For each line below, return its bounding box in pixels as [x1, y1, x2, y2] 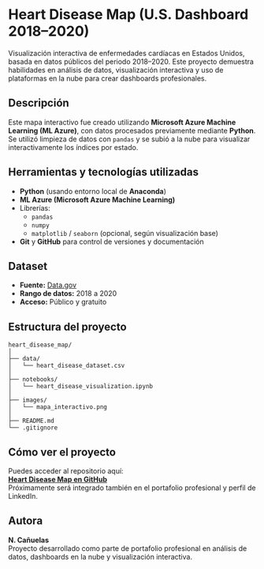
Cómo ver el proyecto [8, 445, 117, 459]
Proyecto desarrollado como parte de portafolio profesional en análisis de [8, 543, 247, 553]
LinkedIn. [8, 492, 38, 500]
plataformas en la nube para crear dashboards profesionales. [8, 73, 207, 83]
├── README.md [8, 417, 55, 425]
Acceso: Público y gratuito [19, 298, 107, 307]
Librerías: [19, 203, 50, 212]
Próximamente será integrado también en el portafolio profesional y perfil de [8, 483, 256, 492]
